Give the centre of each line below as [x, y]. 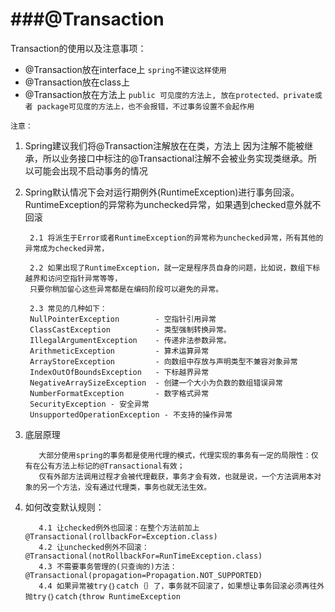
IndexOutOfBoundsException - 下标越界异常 [119, 372]
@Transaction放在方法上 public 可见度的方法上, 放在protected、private [169, 94]
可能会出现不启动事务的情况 [90, 170]
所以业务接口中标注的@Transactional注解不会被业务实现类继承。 [175, 158]
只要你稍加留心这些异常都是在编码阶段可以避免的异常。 [126, 289]
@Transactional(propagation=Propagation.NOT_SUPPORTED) [143, 575]
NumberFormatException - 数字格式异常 [119, 393]
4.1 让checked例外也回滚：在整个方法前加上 [119, 528]
